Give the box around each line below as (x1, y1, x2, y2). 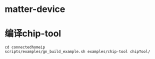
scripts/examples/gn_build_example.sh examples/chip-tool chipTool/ (4, 49, 150, 54)
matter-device (4, 3, 65, 15)
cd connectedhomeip (4, 45, 45, 50)
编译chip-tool (4, 28, 61, 39)
